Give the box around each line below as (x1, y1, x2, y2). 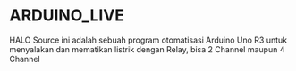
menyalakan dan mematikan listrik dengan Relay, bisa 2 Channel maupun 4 (9, 43, 285, 54)
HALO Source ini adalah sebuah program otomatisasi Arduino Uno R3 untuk (9, 35, 288, 45)
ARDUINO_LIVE (9, 5, 125, 26)
